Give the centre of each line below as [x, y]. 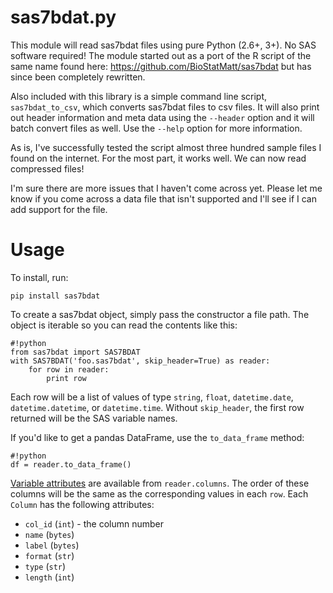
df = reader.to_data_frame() [71, 464]
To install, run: [39, 277]
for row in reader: [69, 369]
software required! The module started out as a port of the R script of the [161, 55]
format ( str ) [49, 555]
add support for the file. [59, 209]
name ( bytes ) [49, 534]
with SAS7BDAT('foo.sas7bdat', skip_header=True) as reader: [140, 361]
